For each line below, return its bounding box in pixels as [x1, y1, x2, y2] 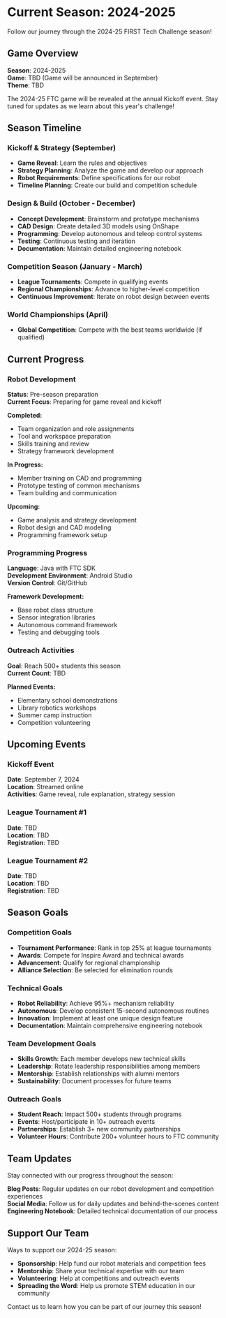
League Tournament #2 [7, 856, 89, 865]
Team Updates [7, 1152, 72, 1164]
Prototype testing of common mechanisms [17, 481, 140, 490]
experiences [7, 1192, 43, 1201]
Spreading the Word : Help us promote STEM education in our [17, 1282, 195, 1290]
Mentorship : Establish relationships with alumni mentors [17, 1069, 180, 1078]
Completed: [7, 411, 43, 420]
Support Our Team [7, 1227, 89, 1239]
